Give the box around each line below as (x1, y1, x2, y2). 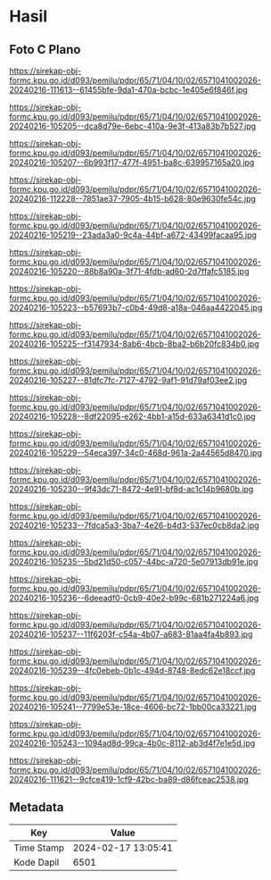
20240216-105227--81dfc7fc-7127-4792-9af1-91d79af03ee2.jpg (9, 375, 248, 385)
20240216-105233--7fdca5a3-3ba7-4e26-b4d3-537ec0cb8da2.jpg (9, 520, 260, 531)
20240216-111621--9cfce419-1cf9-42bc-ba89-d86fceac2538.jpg (9, 775, 250, 784)
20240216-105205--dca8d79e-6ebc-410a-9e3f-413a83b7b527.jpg (9, 121, 257, 131)
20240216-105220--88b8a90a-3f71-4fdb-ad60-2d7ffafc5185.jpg (9, 266, 250, 276)
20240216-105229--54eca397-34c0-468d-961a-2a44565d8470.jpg (9, 448, 263, 457)
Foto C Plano (9, 42, 81, 57)
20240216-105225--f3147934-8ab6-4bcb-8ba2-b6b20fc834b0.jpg (9, 339, 260, 349)
